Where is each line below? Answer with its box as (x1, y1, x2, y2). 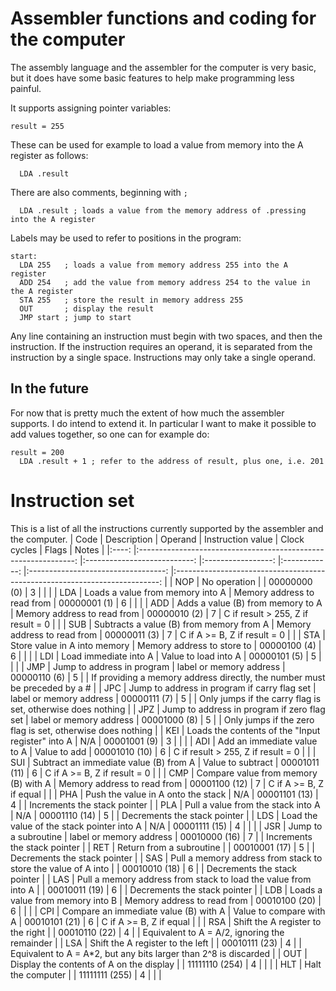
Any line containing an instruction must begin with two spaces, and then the (10, 330, 323, 342)
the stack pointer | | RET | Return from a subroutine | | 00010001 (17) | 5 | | (10, 841, 315, 853)
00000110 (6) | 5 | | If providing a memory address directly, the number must (10, 671, 326, 683)
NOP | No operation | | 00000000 (174, 575, 313, 587)
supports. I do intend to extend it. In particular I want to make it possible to (10, 417, 317, 429)
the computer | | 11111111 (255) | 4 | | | (10, 968, 162, 981)
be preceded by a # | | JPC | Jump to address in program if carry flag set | (10, 682, 317, 694)
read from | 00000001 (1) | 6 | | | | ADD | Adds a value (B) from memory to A (10, 597, 323, 609)
